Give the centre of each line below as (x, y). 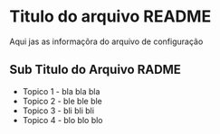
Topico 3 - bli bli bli (58, 111)
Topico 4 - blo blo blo (62, 120)
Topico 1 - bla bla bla (61, 91)
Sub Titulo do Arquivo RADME (95, 70)
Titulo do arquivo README (110, 17)
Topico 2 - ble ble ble (62, 101)
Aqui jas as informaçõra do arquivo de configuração (106, 41)
